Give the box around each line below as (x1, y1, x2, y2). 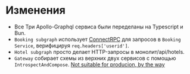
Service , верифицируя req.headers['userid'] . (14, 42, 129, 49)
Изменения (5, 4, 66, 17)
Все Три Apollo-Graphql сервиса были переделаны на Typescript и (14, 23, 183, 30)
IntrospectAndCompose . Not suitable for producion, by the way (14, 60, 165, 68)
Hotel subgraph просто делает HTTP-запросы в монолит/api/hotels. (14, 48, 185, 55)
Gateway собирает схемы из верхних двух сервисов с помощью (14, 54, 176, 62)
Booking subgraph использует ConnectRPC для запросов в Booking (14, 36, 181, 43)
